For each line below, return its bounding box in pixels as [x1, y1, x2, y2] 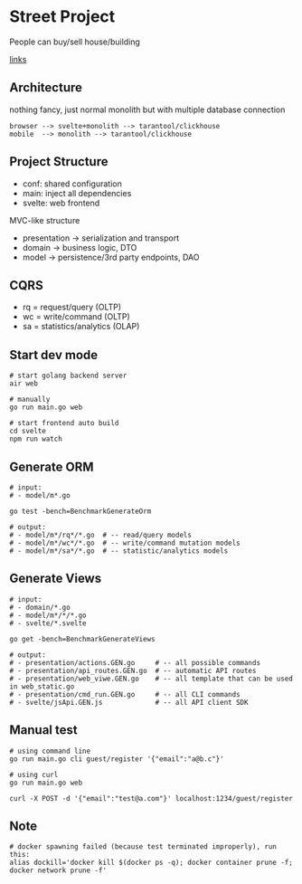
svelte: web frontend [22, 197, 100, 208]
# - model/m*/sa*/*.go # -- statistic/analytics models [9, 547, 229, 556]
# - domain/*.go [9, 603, 71, 612]
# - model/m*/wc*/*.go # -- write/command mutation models [9, 538, 241, 547]
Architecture [9, 80, 83, 96]
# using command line [9, 746, 91, 756]
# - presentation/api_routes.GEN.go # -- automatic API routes [9, 666, 257, 675]
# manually [9, 395, 51, 404]
